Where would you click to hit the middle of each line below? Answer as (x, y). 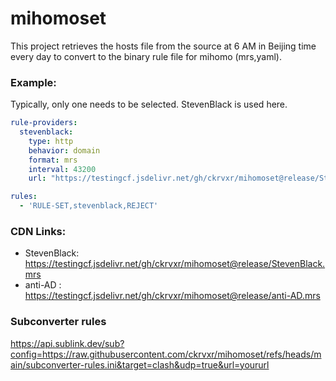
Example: (33, 82)
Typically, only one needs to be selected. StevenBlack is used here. (149, 104)
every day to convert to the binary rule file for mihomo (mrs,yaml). (146, 56)
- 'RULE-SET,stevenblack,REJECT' (89, 206)
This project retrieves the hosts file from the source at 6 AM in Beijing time (163, 46)
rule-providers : (44, 123)
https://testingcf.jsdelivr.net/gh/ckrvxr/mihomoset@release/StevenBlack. (175, 264)
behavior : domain (64, 150)
